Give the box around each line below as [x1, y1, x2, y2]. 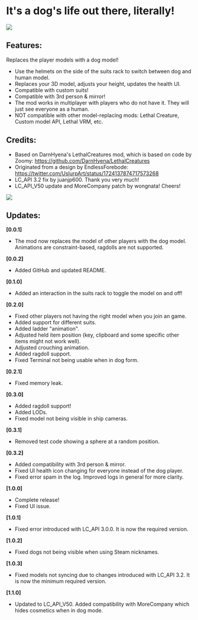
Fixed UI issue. [14, 503, 51, 510]
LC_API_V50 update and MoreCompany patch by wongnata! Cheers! [14, 182, 181, 189]
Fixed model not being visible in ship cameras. [14, 415, 128, 422]
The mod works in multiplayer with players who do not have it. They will [14, 99, 189, 106]
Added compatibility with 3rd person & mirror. [14, 461, 126, 468]
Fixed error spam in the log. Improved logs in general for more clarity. [14, 473, 184, 480]
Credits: [6, 135, 37, 146]
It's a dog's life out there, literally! [6, 4, 175, 18]
